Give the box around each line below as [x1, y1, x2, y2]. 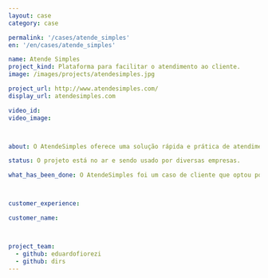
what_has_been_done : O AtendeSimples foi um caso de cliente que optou [8, 171, 251, 180]
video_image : [8, 113, 52, 122]
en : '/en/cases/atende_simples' [8, 41, 116, 49]
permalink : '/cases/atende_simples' [8, 34, 130, 42]
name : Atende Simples [8, 55, 81, 64]
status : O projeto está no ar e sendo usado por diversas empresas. [8, 157, 241, 165]
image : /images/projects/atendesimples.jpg [8, 70, 156, 78]
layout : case [8, 11, 52, 20]
